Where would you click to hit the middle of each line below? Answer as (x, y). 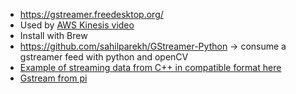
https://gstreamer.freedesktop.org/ (91, 14)
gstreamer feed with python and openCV (104, 57)
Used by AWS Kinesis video (77, 25)
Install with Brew (53, 35)
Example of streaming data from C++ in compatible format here (150, 67)
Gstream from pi (53, 78)
